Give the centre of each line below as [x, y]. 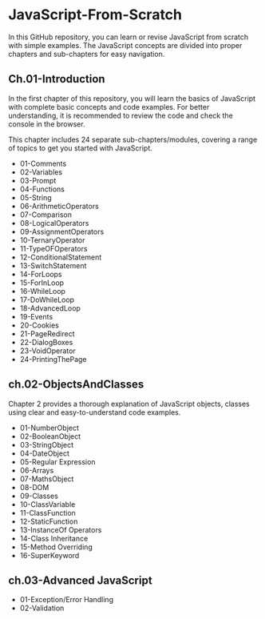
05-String [36, 197]
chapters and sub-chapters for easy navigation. [87, 54]
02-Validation [42, 608]
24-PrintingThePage [53, 359]
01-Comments [43, 163]
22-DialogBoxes [46, 342]
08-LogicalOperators [54, 223]
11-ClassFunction [47, 512]
